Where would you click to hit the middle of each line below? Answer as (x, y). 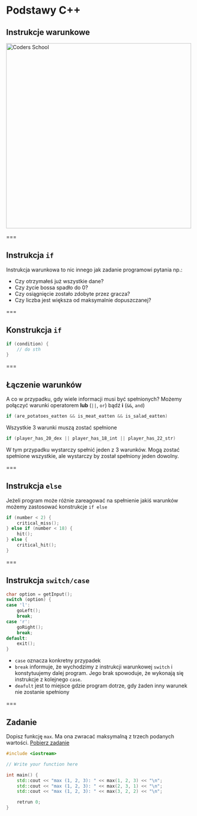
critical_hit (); (37, 545)
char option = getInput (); (39, 594)
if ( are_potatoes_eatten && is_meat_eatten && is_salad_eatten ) (87, 416)
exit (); (26, 644)
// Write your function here (42, 764)
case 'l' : (18, 605)
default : (17, 638)
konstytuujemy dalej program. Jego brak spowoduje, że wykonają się (99, 673)
